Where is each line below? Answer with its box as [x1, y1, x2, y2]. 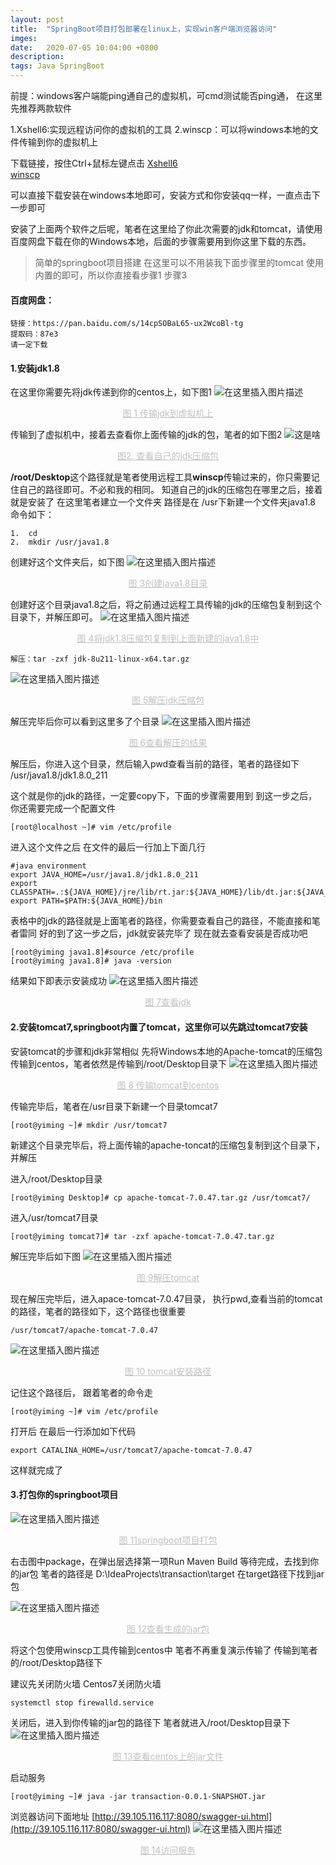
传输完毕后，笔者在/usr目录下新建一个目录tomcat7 [10, 1100, 218, 1112]
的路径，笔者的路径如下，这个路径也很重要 [10, 1305, 186, 1317]
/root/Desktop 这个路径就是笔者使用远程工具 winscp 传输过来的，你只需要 [10, 471, 312, 483]
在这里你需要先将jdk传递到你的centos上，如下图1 [10, 386, 212, 398]
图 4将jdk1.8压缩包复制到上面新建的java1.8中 [76, 632, 260, 645]
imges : [10, 33, 38, 43]
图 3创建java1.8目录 [128, 577, 208, 590]
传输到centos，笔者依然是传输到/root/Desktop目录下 [10, 1057, 227, 1070]
